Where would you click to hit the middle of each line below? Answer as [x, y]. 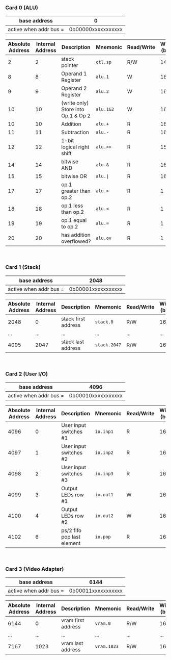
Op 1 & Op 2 [76, 116]
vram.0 [103, 624]
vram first [73, 620]
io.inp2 [104, 452]
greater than [76, 191]
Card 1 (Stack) [23, 267]
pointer [69, 65]
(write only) [75, 103]
